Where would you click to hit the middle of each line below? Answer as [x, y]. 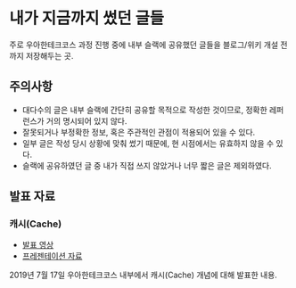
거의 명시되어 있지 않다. [86, 120]
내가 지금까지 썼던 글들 [87, 18]
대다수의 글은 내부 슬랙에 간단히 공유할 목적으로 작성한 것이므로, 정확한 [144, 110]
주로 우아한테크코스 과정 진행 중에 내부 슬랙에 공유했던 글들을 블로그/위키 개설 [144, 45]
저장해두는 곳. [49, 55]
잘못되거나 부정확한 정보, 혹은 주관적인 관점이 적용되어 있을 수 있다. [139, 132]
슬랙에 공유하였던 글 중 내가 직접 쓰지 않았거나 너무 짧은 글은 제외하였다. [147, 165]
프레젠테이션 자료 [52, 256]
